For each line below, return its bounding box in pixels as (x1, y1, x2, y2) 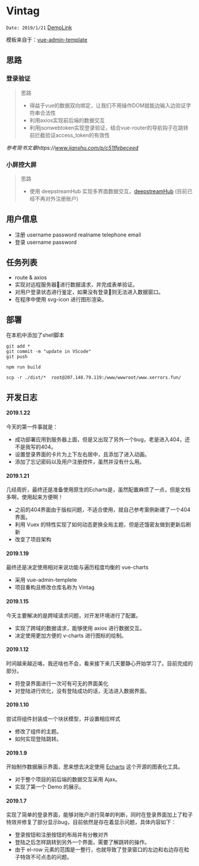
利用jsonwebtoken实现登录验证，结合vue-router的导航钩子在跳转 (29, 124, 188, 131)
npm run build (6, 364, 41, 370)
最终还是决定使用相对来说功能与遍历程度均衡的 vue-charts (6, 563, 149, 571)
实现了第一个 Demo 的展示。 (14, 783, 85, 791)
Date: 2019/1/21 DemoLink (6, 24, 72, 31)
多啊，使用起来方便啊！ (6, 493, 63, 500)
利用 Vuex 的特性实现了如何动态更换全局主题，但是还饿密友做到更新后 (14, 521, 187, 528)
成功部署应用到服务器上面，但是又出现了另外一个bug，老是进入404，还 (14, 436, 191, 443)
